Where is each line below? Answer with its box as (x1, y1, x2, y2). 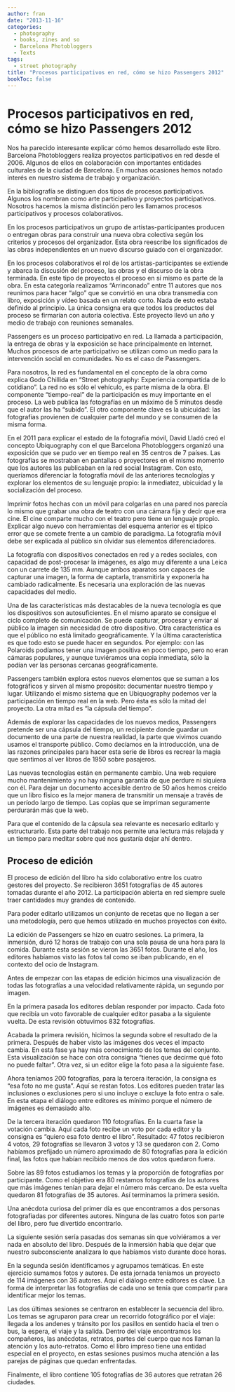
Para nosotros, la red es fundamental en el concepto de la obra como (7, 368, 208, 377)
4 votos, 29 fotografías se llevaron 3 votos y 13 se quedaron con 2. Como (7, 1140, 220, 1149)
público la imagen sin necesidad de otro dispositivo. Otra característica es (7, 623, 222, 632)
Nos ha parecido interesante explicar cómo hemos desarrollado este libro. (7, 144, 221, 152)
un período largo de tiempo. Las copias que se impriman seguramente (7, 799, 210, 807)
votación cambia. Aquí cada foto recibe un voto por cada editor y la (7, 1125, 202, 1133)
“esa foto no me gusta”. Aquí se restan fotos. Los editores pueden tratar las (7, 1081, 224, 1090)
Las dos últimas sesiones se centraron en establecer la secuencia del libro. (7, 1305, 224, 1313)
